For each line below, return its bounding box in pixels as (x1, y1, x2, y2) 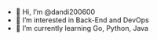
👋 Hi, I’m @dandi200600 (15, 8, 96, 16)
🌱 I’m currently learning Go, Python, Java (15, 24, 149, 32)
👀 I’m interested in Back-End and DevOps (15, 15, 149, 25)
